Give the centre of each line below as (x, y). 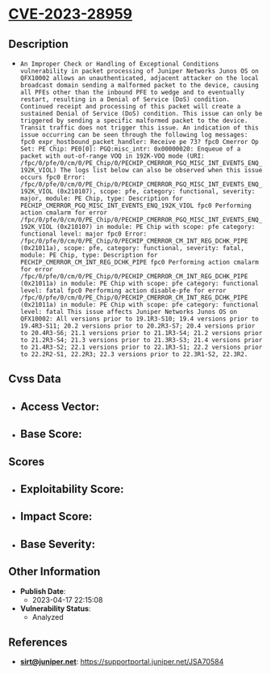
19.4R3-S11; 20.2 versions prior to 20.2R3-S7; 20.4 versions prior (138, 326)
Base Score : (51, 434)
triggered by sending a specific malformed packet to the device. (134, 121)
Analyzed (48, 617)
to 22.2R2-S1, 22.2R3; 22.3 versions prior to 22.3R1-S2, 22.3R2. (134, 354)
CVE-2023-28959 (71, 14)
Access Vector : (59, 407)
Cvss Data (35, 379)
